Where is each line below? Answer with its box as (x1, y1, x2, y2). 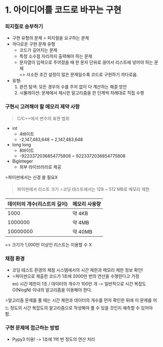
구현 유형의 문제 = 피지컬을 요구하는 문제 (12, 35, 89, 41)
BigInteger (12, 158, 33, 164)
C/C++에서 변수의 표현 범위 (17, 115, 70, 121)
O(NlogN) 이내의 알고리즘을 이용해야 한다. (12, 287, 92, 293)
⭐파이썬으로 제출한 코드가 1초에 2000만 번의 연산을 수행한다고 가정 (12, 273, 140, 279)
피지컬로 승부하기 (5, 23, 43, 30)
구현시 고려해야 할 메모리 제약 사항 (5, 103, 80, 110)
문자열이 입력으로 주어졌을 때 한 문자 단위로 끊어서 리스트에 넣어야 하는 (19, 60, 153, 65)
